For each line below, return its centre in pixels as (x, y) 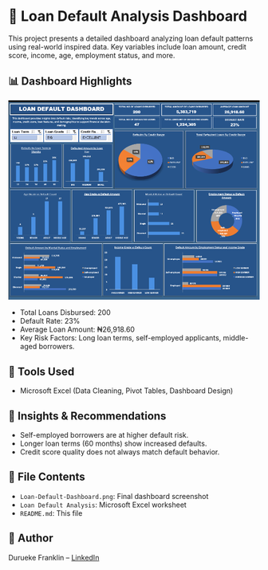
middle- (236, 338)
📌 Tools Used (41, 371)
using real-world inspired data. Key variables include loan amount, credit (128, 46)
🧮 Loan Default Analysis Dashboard (128, 16)
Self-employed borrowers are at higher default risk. (104, 435)
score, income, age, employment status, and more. (92, 55)
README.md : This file (51, 513)
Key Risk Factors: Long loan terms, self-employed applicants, (120, 338)
